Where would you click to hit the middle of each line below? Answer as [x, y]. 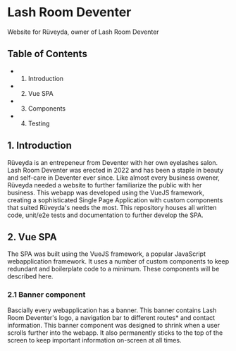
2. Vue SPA [32, 237]
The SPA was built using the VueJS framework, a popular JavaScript [107, 254]
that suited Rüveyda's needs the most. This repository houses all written [112, 207]
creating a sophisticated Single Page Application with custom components [115, 200]
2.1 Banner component [46, 295]
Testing [39, 123]
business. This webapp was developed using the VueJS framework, [106, 192]
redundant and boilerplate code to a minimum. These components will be [113, 269]
